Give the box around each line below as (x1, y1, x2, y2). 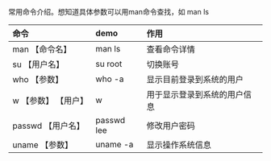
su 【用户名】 (12, 59, 65, 70)
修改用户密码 (146, 120, 195, 131)
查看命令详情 (146, 43, 195, 55)
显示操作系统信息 (146, 139, 211, 151)
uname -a (95, 139, 134, 150)
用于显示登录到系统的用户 (146, 89, 244, 100)
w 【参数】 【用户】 (12, 95, 89, 106)
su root (95, 59, 123, 69)
